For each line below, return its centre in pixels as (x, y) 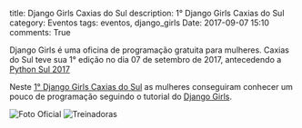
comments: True (40, 32)
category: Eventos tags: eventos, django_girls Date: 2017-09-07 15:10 (140, 23)
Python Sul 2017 (40, 69)
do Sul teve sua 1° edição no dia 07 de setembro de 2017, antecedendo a (146, 59)
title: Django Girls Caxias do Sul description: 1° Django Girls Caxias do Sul (147, 13)
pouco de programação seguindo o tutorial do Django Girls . (121, 96)
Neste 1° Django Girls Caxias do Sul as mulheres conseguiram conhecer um (151, 87)
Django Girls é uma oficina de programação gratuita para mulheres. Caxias (149, 50)
